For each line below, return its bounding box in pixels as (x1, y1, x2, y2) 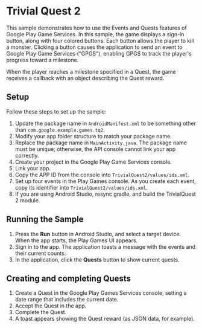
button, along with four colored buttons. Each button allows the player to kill (6, 37, 194, 44)
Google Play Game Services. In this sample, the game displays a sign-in (6, 30, 185, 37)
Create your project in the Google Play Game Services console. (14, 158, 172, 166)
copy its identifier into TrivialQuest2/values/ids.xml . (14, 184, 148, 191)
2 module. (14, 196, 40, 204)
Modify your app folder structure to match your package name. (14, 132, 172, 140)
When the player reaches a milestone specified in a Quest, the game (6, 68, 176, 75)
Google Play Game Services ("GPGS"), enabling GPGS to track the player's (6, 50, 192, 57)
